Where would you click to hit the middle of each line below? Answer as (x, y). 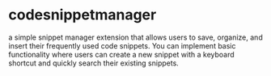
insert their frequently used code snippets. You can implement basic (122, 45)
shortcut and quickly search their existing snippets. (94, 63)
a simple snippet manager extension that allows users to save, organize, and (135, 37)
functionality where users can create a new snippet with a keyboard (121, 54)
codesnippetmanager (83, 15)
